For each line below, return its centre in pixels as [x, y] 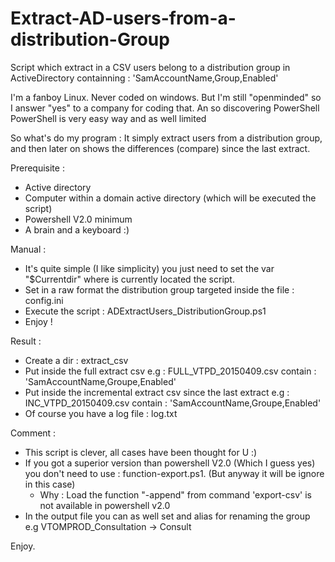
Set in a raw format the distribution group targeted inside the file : [159, 289]
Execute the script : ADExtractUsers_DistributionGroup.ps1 [145, 311]
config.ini [44, 300]
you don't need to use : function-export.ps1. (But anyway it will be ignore [174, 473]
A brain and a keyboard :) [77, 229]
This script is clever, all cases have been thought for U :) [141, 452]
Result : [26, 341]
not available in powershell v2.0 [105, 505]
